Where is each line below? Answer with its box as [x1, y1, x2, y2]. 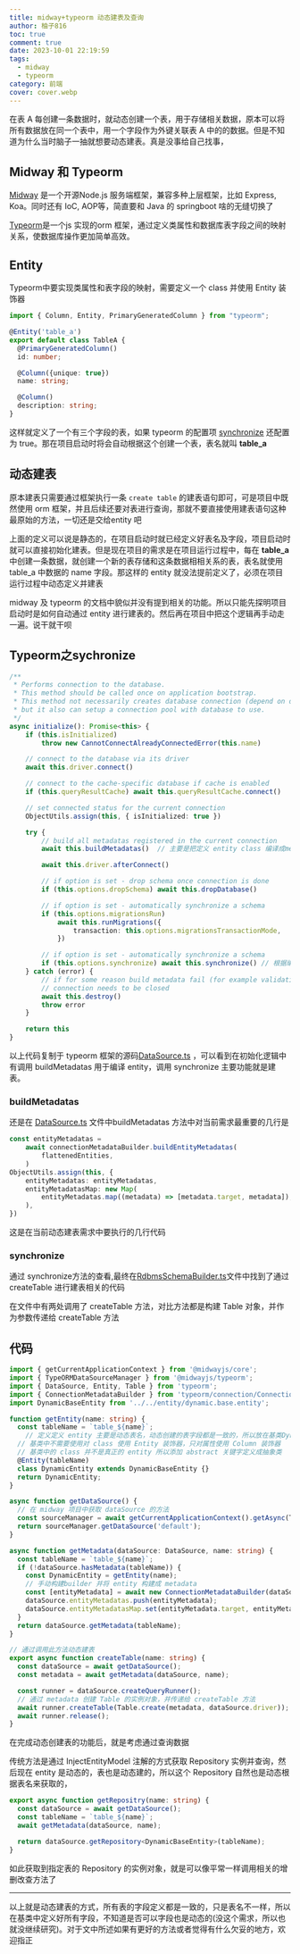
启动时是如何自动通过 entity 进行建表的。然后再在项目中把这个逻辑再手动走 [9, 608, 285, 619]
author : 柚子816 [9, 21, 67, 30]
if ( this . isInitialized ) [25, 730, 118, 739]
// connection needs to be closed [41, 983, 170, 992]
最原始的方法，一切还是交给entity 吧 [9, 514, 143, 525]
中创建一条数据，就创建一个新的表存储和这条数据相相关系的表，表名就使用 [9, 555, 283, 566]
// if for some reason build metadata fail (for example [41, 975, 257, 984]
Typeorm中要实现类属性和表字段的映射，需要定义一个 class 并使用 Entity [9, 282, 277, 293]
